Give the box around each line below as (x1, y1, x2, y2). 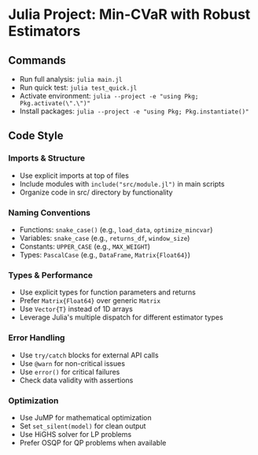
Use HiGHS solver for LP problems (19, 429, 132, 438)
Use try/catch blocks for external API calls (19, 350, 159, 360)
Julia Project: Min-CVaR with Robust (8, 6, 251, 24)
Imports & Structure (8, 153, 85, 164)
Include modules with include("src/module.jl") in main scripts (19, 179, 225, 188)
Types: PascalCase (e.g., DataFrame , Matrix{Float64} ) (19, 250, 191, 259)
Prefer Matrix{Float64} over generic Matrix (19, 296, 161, 305)
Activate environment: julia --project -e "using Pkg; (19, 91, 199, 100)
